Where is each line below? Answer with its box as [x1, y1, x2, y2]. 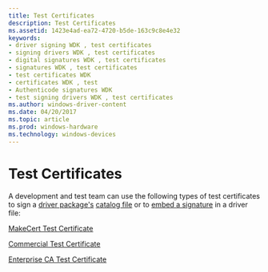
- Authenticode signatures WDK [8, 85, 113, 94]
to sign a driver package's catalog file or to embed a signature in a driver [8, 199, 248, 209]
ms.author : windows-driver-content [8, 101, 127, 108]
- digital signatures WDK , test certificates [8, 57, 166, 65]
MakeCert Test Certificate [8, 223, 94, 233]
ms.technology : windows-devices [8, 130, 116, 138]
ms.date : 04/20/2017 [8, 108, 78, 116]
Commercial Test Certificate [8, 238, 101, 248]
